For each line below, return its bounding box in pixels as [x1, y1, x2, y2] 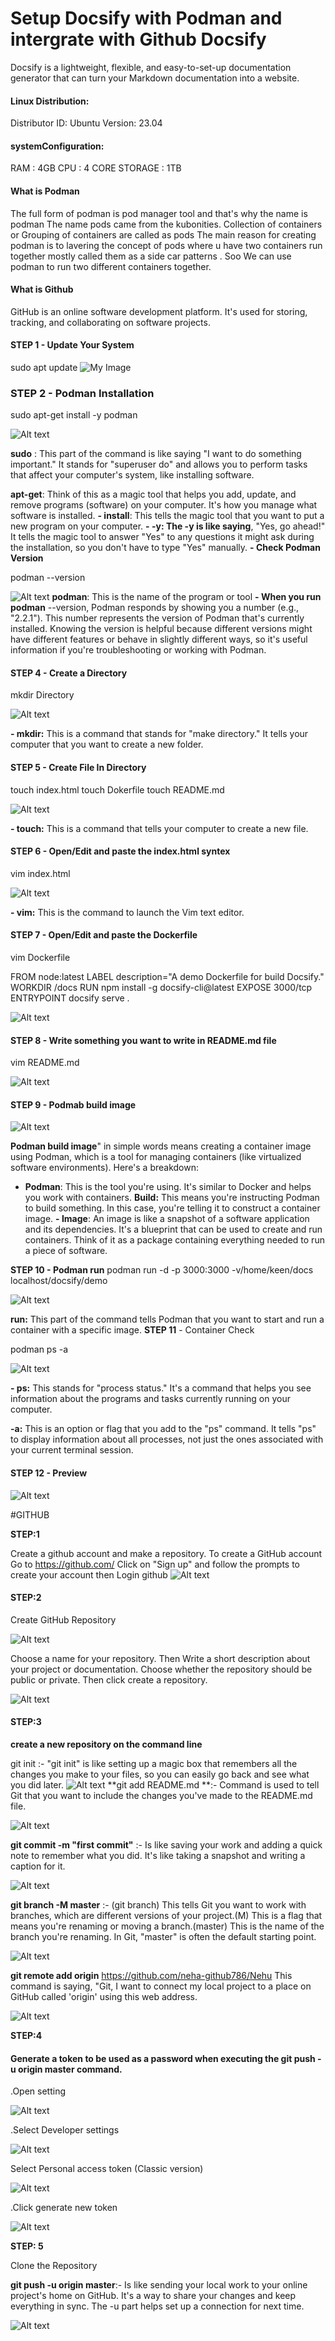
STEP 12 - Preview [10, 1467, 88, 1479]
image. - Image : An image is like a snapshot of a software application [24, 1213, 310, 1225]
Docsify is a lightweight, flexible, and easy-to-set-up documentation [10, 61, 292, 73]
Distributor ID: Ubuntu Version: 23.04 [10, 117, 163, 129]
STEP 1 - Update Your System [10, 339, 135, 351]
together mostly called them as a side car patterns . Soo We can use [10, 250, 292, 262]
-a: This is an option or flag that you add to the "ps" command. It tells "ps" [10, 1423, 317, 1435]
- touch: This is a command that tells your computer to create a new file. [10, 822, 309, 834]
